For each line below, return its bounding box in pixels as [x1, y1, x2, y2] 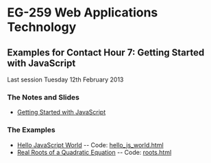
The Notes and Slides [7, 92, 80, 102]
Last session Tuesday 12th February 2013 [7, 75, 124, 84]
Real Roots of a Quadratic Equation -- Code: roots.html [16, 148, 172, 156]
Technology [7, 19, 77, 35]
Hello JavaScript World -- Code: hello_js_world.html [16, 140, 164, 149]
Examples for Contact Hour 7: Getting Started [7, 47, 205, 58]
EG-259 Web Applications [7, 5, 158, 21]
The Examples [7, 125, 56, 135]
